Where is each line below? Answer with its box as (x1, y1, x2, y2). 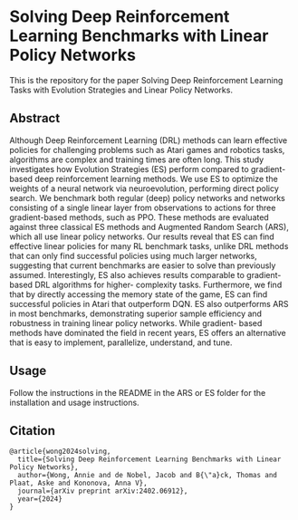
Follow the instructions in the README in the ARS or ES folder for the (9, 387, 266, 398)
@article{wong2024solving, (9, 447, 111, 457)
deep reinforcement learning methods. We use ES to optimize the (34, 173, 278, 184)
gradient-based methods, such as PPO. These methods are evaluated (9, 211, 269, 223)
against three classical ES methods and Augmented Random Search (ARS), (9, 221, 290, 232)
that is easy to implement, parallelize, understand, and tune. (9, 337, 233, 348)
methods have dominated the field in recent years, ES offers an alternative (9, 327, 287, 338)
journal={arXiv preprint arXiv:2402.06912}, (17, 486, 188, 496)
